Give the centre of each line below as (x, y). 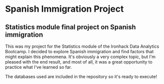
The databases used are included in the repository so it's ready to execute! (81, 76)
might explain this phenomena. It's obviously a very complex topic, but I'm (81, 57)
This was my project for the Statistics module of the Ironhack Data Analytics (82, 46)
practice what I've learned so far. (39, 67)
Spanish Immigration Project (65, 9)
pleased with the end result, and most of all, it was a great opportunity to (79, 62)
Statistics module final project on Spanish (71, 27)
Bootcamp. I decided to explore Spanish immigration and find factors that (79, 52)
